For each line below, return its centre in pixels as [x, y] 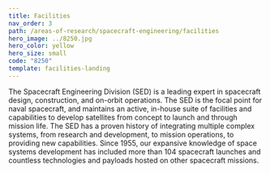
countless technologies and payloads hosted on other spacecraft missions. [134, 160]
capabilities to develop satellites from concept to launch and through [123, 117]
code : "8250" [30, 61]
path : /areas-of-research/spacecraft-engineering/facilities [114, 31]
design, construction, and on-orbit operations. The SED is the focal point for [135, 100]
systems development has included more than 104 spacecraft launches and [135, 151]
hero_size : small [38, 53]
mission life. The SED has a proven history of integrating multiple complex [132, 125]
